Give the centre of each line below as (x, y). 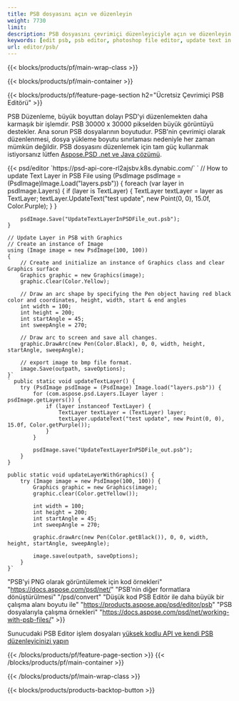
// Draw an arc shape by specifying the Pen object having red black (126, 294)
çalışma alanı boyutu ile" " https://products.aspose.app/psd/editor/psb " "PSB (120, 604)
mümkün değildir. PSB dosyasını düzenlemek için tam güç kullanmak (108, 147)
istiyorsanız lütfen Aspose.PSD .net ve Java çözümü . (85, 154)
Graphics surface (33, 269)
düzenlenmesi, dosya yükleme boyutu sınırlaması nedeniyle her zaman (111, 139)
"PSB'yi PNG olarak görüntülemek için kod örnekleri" (85, 582)
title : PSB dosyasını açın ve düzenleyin (70, 14)
